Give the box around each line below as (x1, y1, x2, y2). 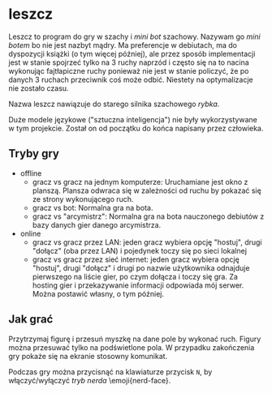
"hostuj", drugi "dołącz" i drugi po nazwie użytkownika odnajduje (32, 263, 250, 272)
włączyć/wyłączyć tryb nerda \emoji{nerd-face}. (8, 375, 171, 385)
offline (19, 168, 42, 178)
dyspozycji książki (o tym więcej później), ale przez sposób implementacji (8, 49, 256, 58)
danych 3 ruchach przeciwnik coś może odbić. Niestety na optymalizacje (8, 75, 253, 84)
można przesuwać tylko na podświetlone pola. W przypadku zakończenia (8, 342, 255, 352)
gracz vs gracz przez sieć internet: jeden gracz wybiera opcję (32, 254, 240, 264)
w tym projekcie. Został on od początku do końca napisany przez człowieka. (8, 123, 264, 133)
